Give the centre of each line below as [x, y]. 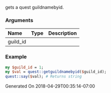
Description [63, 33]
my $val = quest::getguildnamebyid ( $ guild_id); [56, 72]
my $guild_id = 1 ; [24, 67]
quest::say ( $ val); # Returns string [43, 77]
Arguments [19, 20]
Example [16, 57]
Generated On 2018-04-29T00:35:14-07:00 [50, 86]
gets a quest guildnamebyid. [35, 7]
